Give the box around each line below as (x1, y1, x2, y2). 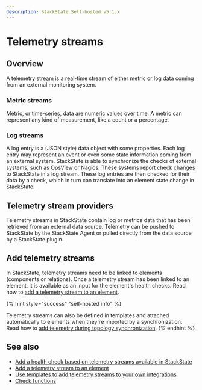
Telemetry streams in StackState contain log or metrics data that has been (6, 217, 191, 224)
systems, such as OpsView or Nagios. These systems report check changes (6, 164, 195, 172)
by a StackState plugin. (6, 236, 64, 243)
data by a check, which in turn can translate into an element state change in (6, 177, 195, 184)
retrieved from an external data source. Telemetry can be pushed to (6, 223, 175, 231)
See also (6, 342, 39, 352)
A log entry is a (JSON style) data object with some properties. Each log (6, 145, 185, 152)
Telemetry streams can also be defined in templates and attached (6, 311, 169, 319)
